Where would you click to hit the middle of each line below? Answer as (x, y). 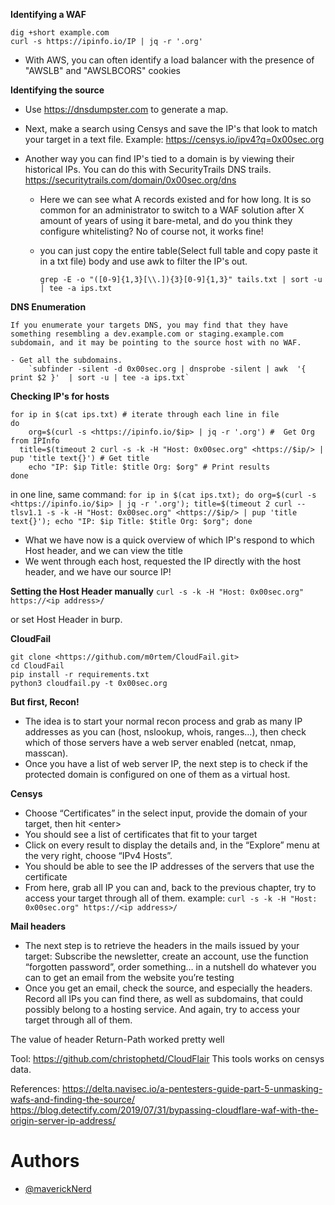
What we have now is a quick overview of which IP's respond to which (169, 540)
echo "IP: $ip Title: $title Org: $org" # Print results (149, 467)
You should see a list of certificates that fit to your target (141, 834)
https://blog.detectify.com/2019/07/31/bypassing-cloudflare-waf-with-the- (164, 1110)
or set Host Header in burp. (66, 619)
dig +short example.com (60, 33)
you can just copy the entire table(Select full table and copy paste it (178, 250)
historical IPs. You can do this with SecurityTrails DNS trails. (148, 169)
